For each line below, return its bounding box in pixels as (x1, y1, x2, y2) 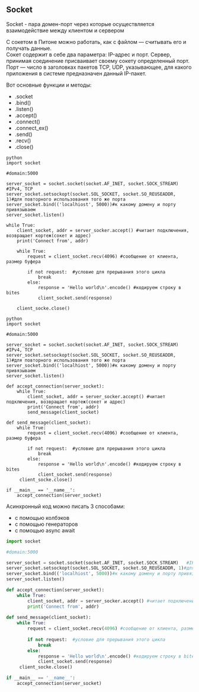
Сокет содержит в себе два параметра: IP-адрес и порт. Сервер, (6, 50, 172, 58)
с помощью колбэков (14, 514, 70, 521)
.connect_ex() (14, 124, 49, 131)
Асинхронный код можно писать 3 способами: (6, 503, 126, 510)
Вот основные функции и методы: (6, 81, 92, 88)
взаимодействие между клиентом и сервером (6, 27, 124, 34)
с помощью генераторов (14, 520, 78, 528)
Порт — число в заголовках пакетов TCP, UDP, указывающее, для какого (6, 64, 192, 71)
